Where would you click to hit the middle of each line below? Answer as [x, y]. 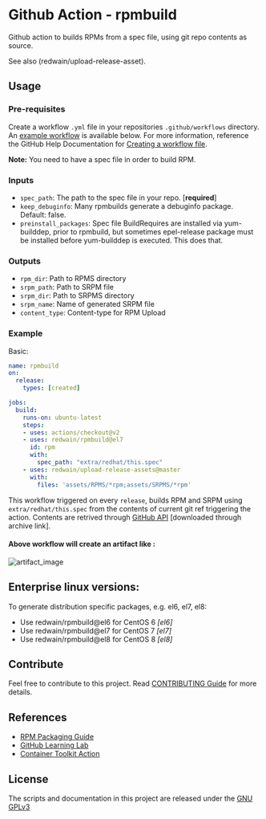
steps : [34, 425]
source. [21, 45]
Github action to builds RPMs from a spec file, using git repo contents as [127, 37]
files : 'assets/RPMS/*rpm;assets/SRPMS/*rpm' [115, 485]
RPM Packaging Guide [57, 737]
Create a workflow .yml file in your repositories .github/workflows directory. [134, 127]
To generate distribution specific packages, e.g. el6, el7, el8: [107, 606]
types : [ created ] [52, 388]
